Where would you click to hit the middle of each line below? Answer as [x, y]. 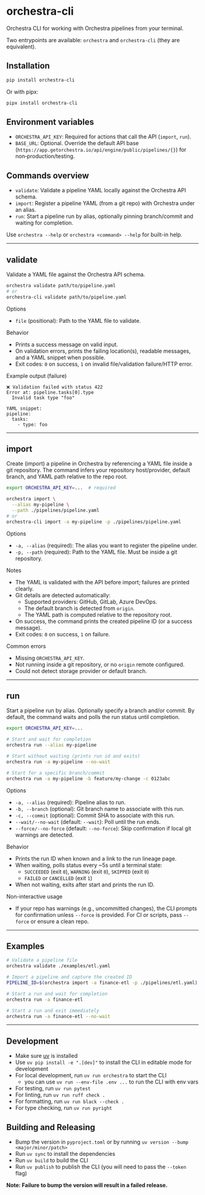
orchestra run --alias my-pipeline [52, 745]
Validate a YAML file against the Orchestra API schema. [76, 274]
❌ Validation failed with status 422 [55, 387]
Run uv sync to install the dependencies [65, 1154]
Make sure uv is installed [46, 1056]
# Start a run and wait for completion [57, 993]
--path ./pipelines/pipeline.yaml [56, 510]
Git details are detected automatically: [63, 595]
